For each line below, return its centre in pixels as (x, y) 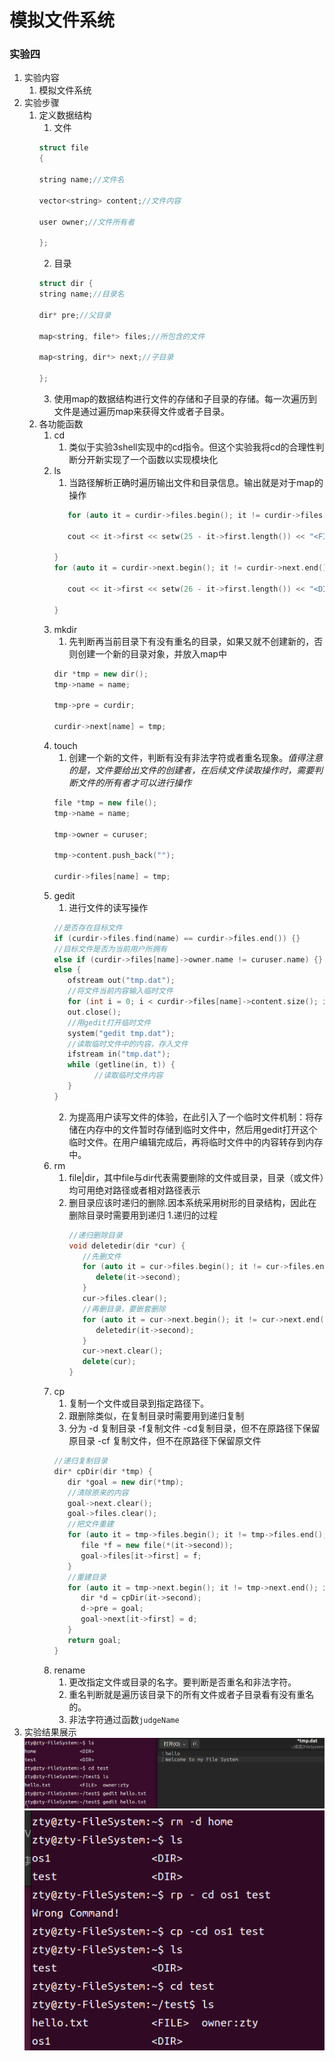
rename (69, 1670)
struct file (63, 148)
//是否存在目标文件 (88, 927)
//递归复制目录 (81, 1461)
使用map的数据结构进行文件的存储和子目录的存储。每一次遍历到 (185, 398)
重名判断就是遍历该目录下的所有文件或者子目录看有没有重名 (191, 1694)
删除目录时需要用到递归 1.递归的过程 (143, 1215)
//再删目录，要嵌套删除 (124, 1309)
